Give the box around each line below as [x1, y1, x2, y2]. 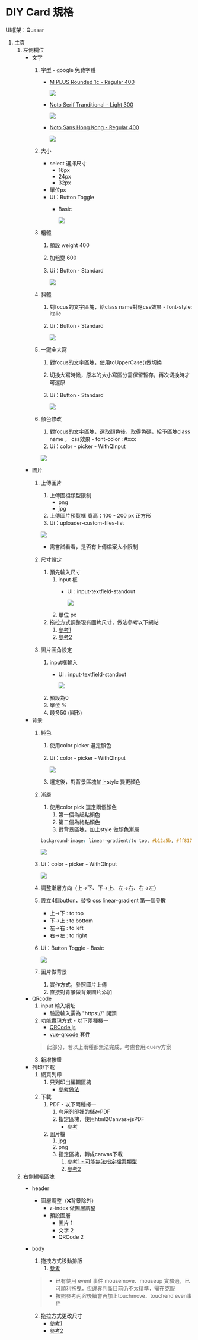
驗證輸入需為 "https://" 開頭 [49, 1009, 117, 1016]
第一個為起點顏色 [58, 810, 100, 818]
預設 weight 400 [49, 242, 90, 249]
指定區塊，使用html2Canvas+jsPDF [58, 1115, 145, 1122]
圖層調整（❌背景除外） [40, 1197, 97, 1204]
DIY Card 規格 [5, 5, 74, 19]
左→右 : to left [49, 924, 84, 931]
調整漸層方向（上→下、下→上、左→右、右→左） [40, 884, 159, 891]
